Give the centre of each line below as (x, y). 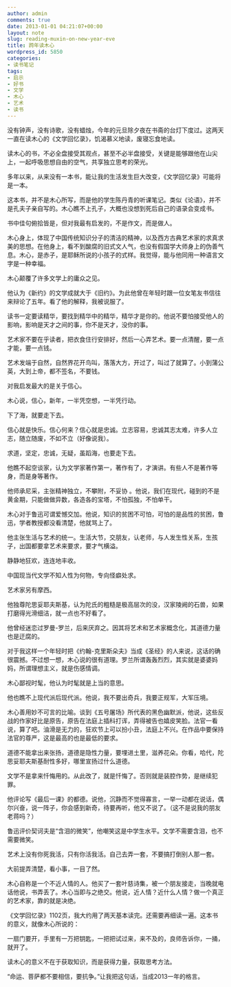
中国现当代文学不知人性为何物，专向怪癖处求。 (73, 575)
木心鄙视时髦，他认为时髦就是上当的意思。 (67, 683)
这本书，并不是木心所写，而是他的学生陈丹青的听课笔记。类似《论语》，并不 (114, 200)
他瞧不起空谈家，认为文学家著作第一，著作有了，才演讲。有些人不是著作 (109, 467)
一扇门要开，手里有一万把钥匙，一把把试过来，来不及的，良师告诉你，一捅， (115, 938)
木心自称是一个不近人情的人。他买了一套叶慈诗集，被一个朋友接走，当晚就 (112, 883)
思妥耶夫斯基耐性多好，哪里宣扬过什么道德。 (70, 761)
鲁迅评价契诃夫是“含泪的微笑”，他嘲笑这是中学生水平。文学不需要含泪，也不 (115, 831)
